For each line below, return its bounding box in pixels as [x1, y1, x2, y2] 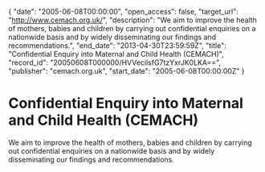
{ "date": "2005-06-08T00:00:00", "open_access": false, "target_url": [8, 7, 239, 16]
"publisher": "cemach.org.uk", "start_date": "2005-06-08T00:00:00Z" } [8, 66, 245, 75]
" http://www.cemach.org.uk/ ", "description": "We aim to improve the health [8, 15, 257, 25]
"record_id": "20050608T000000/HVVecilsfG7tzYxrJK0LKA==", [8, 58, 222, 67]
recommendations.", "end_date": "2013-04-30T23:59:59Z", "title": [8, 41, 226, 50]
